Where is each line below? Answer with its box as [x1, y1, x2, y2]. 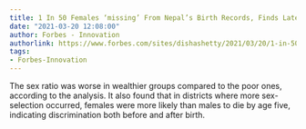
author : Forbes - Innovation [9, 30, 120, 39]
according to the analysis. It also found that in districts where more [9, 90, 260, 101]
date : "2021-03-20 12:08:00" [9, 22, 120, 31]
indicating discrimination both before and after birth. [9, 110, 206, 120]
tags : [9, 47, 30, 56]
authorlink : [9, 38, 55, 48]
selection [9, 100, 44, 110]
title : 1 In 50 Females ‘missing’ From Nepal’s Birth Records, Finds [9, 13, 280, 23]
